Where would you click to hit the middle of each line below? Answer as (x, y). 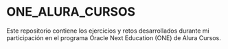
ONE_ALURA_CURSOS (71, 12)
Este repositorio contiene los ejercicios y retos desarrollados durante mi (108, 31)
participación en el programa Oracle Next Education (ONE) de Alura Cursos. (114, 37)
